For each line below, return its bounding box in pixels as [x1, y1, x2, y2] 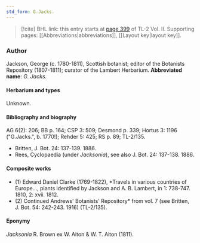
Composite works [6, 165, 51, 172]
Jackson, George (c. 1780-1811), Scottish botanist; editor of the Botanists [6, 60, 185, 67]
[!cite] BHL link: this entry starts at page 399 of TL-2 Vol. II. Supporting [20, 25, 195, 32]
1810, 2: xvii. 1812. [14, 191, 59, 198]
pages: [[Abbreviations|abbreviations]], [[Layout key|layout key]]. [20, 31, 182, 39]
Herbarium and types [6, 86, 61, 93]
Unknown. [6, 100, 32, 107]
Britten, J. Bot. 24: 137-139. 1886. [14, 145, 97, 152]
